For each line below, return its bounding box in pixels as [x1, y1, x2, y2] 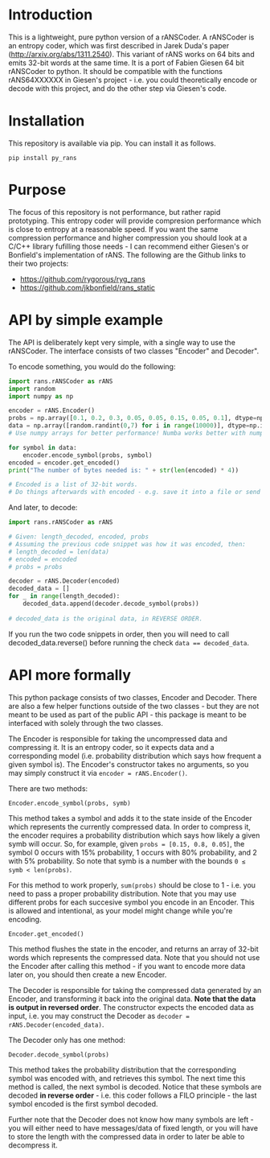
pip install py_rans [8, 154, 78, 162]
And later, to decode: [8, 503, 78, 513]
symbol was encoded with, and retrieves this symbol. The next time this [8, 1073, 246, 1083]
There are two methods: [8, 783, 88, 793]
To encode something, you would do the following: [8, 361, 176, 371]
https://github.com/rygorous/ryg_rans [19, 274, 146, 283]
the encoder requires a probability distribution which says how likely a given [8, 830, 260, 840]
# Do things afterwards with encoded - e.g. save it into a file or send [8, 488, 261, 497]
